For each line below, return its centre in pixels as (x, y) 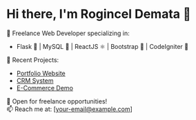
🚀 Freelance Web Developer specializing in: (68, 33)
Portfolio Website (41, 73)
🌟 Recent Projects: (33, 60)
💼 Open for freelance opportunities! (57, 101)
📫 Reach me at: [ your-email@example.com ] (69, 109)
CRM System (35, 80)
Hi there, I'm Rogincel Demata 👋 (99, 14)
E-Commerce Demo (45, 88)
